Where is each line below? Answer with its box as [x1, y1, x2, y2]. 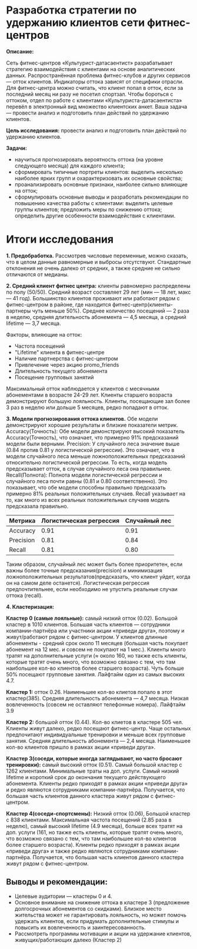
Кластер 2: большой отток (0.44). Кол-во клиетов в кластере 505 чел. [6, 718, 183, 726]
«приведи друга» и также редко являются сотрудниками [6, 847, 150, 854]
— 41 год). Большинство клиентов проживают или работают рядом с [6, 294, 181, 301]
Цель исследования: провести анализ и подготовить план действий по [6, 127, 187, 134]
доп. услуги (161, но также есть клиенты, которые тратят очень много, [6, 829, 183, 836]
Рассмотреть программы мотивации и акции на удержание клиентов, [14, 930, 192, 937]
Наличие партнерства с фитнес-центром [14, 355, 119, 362]
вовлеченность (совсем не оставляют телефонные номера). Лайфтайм [6, 700, 186, 708]
